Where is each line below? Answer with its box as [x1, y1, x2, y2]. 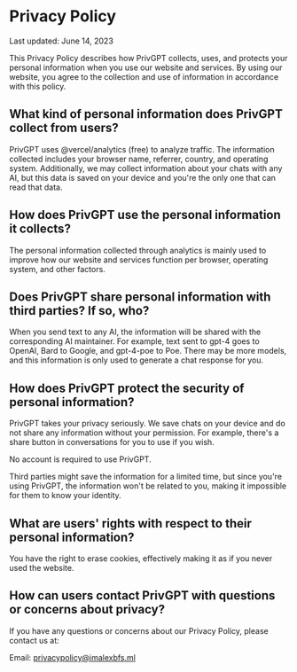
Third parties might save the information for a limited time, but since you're [9, 472, 282, 482]
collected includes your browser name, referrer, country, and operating [9, 153, 269, 164]
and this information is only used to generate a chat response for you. [9, 355, 264, 365]
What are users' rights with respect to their [9, 516, 253, 531]
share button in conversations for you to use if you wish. [9, 437, 215, 448]
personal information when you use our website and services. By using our [9, 62, 283, 73]
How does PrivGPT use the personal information [9, 207, 281, 223]
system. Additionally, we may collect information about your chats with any [9, 162, 283, 174]
